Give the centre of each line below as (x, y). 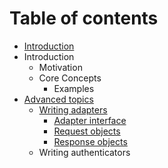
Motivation (60, 67)
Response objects (90, 141)
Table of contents (84, 18)
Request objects (87, 131)
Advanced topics (58, 99)
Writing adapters (73, 109)
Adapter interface (90, 120)
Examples (74, 88)
